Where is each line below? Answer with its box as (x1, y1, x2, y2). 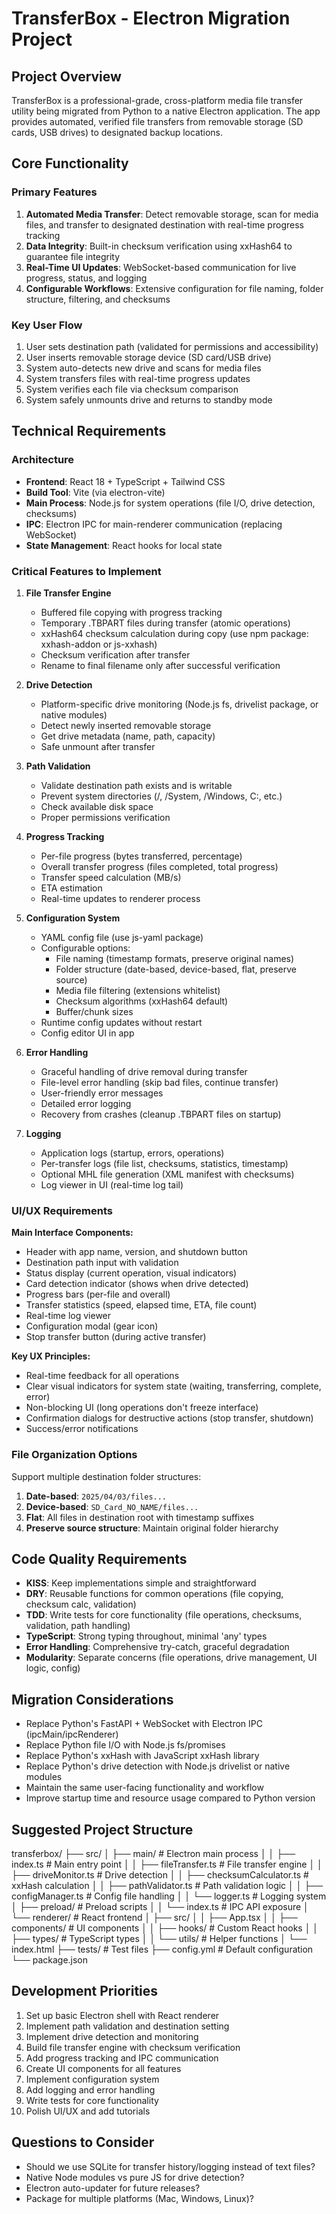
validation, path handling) (25, 1620, 131, 1632)
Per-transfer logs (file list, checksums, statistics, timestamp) (40, 1157, 289, 1169)
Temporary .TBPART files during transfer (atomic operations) (40, 617, 291, 629)
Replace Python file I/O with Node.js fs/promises (25, 1739, 226, 1751)
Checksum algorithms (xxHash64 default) (55, 995, 229, 1007)
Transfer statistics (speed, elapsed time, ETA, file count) (25, 1299, 258, 1311)
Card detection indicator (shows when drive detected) (25, 1278, 249, 1290)
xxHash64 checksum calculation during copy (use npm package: (40, 627, 309, 639)
